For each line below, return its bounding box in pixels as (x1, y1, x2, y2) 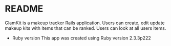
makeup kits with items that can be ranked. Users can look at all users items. (5, 25, 166, 31)
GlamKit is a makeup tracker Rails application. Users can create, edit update (5, 20, 165, 26)
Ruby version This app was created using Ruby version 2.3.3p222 (12, 35, 152, 41)
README (5, 3, 44, 15)
